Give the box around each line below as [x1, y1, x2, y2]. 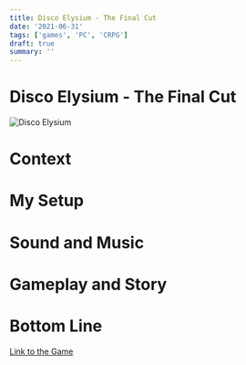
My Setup [9, 191, 85, 211]
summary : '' [9, 47, 55, 57]
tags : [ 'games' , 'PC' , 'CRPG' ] [9, 30, 128, 39]
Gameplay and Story [9, 274, 168, 295]
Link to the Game [9, 346, 74, 357]
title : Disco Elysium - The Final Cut [9, 13, 157, 23]
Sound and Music [9, 232, 144, 253]
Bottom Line [9, 316, 103, 336]
